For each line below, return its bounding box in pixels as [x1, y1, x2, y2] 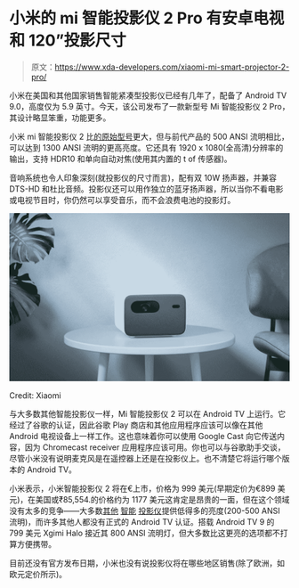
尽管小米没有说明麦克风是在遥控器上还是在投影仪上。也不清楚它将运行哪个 [9, 453, 282, 464]
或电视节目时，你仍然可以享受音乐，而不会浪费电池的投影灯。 [9, 194, 236, 205]
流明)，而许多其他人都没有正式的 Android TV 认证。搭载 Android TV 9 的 [9, 517, 275, 527]
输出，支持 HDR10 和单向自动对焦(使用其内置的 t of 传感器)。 [9, 153, 233, 164]
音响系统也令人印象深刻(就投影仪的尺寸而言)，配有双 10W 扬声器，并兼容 [9, 172, 278, 183]
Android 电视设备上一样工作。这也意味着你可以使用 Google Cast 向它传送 [9, 431, 278, 442]
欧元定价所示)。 [9, 569, 68, 580]
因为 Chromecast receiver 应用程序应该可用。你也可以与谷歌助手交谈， [24, 442, 286, 453]
